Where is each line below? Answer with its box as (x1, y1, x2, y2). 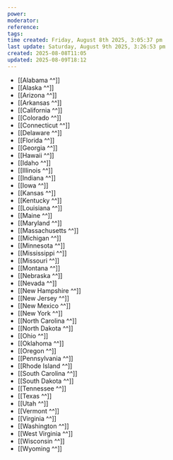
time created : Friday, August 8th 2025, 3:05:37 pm (7, 37, 162, 44)
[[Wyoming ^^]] (17, 444, 62, 453)
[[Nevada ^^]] (17, 279, 57, 287)
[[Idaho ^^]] (17, 159, 52, 167)
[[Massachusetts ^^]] (17, 226, 79, 234)
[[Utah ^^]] (17, 399, 49, 408)
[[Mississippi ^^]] (17, 248, 67, 257)
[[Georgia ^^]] (17, 143, 58, 152)
